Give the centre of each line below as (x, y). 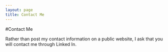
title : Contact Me (25, 15)
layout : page (19, 10)
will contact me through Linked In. (41, 44)
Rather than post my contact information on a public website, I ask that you (84, 39)
